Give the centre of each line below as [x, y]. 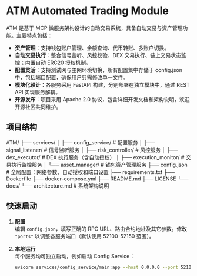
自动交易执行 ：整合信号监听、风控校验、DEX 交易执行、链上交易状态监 [100, 55]
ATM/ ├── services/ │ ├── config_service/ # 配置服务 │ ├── [81, 142]
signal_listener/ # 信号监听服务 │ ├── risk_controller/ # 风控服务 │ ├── [92, 150]
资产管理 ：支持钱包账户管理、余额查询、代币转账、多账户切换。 [92, 48]
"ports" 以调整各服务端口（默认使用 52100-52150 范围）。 [84, 236]
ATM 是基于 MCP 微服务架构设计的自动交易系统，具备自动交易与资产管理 [94, 28]
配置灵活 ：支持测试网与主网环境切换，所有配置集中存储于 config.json [98, 70]
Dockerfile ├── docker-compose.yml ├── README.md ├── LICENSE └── [97, 179]
